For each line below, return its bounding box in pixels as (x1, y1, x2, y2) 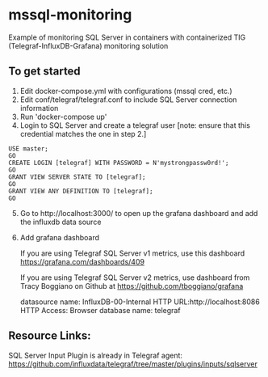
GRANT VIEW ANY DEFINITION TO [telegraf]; (8, 187, 153, 195)
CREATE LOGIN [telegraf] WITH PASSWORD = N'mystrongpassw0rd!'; (8, 159, 229, 167)
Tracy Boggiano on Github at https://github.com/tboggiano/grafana (19, 281, 244, 290)
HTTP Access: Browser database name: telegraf (19, 305, 181, 315)
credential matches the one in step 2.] (19, 129, 147, 138)
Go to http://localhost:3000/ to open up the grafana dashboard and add (19, 208, 258, 218)
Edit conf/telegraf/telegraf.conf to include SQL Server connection (19, 95, 237, 104)
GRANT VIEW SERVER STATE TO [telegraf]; (8, 172, 147, 181)
